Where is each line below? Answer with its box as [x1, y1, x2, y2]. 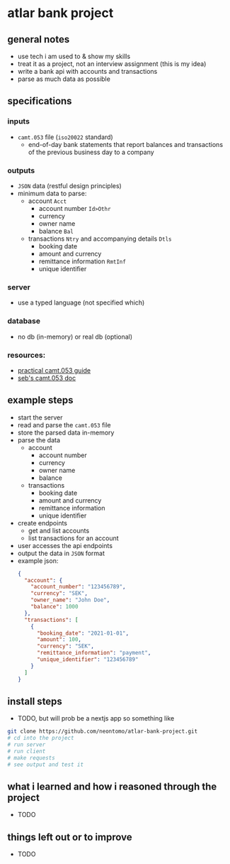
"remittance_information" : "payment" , [36, 650, 151, 657]
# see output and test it [7, 761, 84, 768]
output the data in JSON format [17, 549, 105, 557]
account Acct [28, 197, 67, 205]
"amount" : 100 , [36, 636, 82, 643]
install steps [7, 695, 62, 707]
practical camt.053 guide [17, 366, 91, 374]
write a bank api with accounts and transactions [17, 67, 158, 75]
